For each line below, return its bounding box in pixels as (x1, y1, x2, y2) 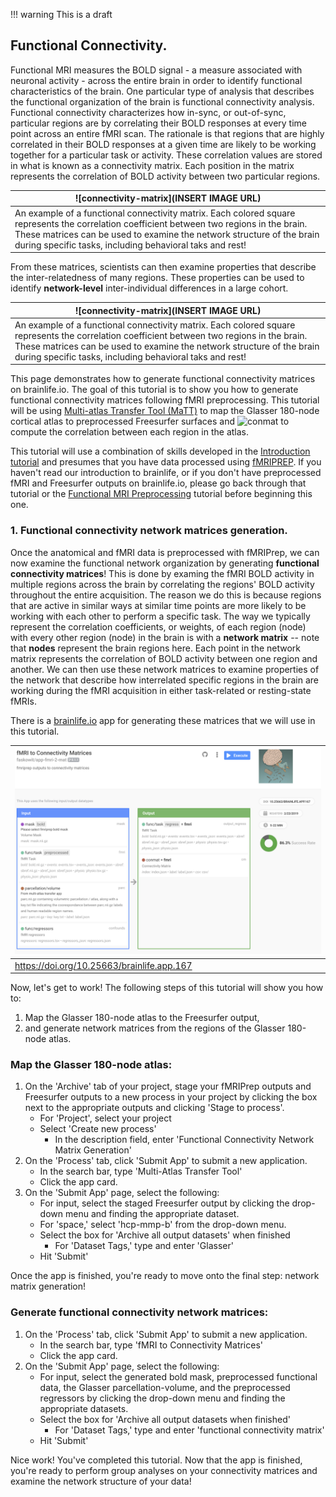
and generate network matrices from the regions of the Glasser (24, 1022, 286, 1034)
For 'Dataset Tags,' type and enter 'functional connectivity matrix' (54, 1424, 325, 1436)
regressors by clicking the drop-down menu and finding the (39, 1392, 286, 1404)
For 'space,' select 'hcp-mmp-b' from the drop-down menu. (39, 1219, 287, 1231)
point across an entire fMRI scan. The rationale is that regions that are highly (10, 127, 325, 139)
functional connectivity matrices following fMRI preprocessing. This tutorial (10, 394, 320, 406)
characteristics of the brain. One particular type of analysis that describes (10, 85, 315, 97)
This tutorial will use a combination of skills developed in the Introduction (10, 445, 311, 458)
